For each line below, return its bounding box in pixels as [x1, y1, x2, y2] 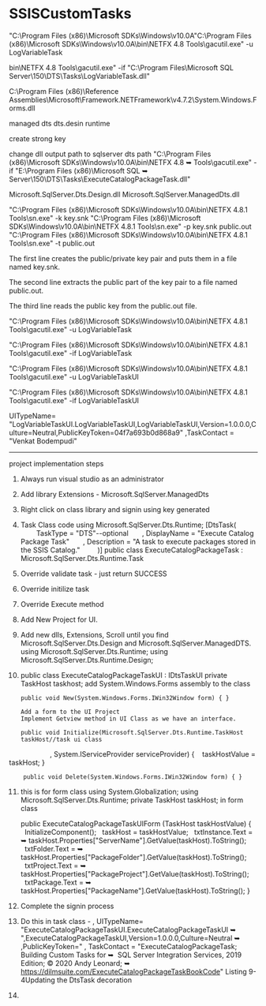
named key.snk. [9, 262, 60, 271]
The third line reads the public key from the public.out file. [9, 301, 197, 310]
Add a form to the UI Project [20, 708, 121, 716]
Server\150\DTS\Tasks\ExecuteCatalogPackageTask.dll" [9, 174, 191, 184]
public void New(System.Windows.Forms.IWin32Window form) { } [20, 694, 230, 702]
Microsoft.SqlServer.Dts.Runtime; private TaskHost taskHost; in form [20, 795, 244, 805]
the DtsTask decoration [57, 975, 133, 985]
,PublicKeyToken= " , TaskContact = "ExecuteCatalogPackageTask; [20, 941, 238, 951]
